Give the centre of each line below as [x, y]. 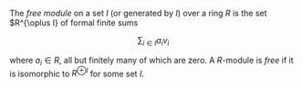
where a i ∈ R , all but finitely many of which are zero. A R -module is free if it [151, 61]
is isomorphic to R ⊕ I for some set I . [77, 73]
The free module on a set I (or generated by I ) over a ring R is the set [138, 13]
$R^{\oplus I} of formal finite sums [74, 23]
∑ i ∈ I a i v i [153, 42]
